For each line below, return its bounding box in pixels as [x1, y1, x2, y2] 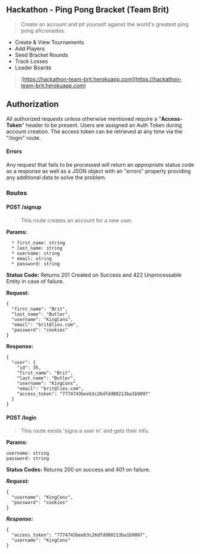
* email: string [11, 255, 52, 262]
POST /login [6, 414, 37, 421]
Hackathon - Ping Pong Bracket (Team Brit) [6, 5, 170, 15]
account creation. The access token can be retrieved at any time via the [6, 128, 183, 135]
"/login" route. [6, 134, 41, 141]
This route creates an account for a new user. [20, 216, 133, 224]
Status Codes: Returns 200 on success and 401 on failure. [6, 466, 151, 473]
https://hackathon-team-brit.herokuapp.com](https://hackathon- [23, 75, 182, 82]
